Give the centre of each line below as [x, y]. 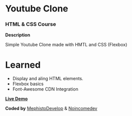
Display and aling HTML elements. [48, 79]
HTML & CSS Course [31, 24]
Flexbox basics [28, 84]
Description [18, 35]
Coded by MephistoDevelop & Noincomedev [51, 109]
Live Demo [17, 99]
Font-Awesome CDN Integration [45, 89]
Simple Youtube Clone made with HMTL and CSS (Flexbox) [66, 45]
